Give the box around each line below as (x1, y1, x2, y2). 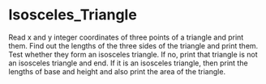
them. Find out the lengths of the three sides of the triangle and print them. (8, 40, 259, 50)
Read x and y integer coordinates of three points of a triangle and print (8, 32, 244, 42)
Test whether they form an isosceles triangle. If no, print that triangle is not (8, 49, 258, 59)
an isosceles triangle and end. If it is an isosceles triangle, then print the (8, 58, 249, 68)
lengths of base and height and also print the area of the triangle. (8, 66, 225, 76)
